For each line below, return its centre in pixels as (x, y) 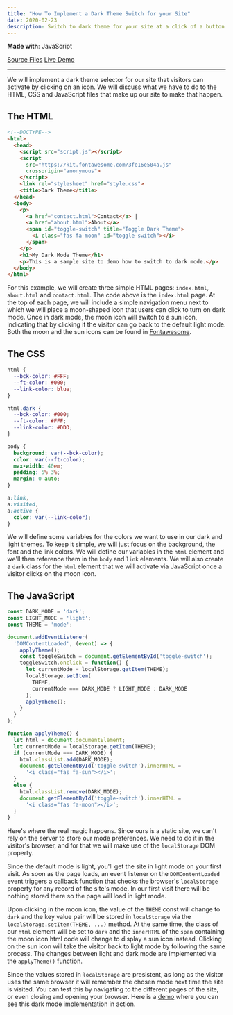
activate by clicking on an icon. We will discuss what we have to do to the (112, 87)
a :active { (23, 511)
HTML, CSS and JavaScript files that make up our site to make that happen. (115, 94)
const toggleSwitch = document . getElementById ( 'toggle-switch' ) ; (116, 657)
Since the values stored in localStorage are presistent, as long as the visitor (115, 975)
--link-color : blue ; (43, 389)
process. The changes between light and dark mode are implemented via (112, 954)
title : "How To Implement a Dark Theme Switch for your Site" (99, 14)
